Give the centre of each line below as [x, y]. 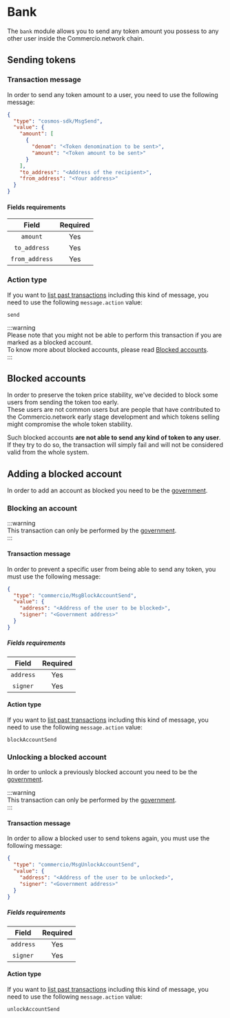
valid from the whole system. [48, 453]
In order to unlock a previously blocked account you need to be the [102, 772]
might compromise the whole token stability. [70, 424]
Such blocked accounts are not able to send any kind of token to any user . [114, 437]
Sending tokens [41, 60]
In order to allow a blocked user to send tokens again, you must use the [108, 838]
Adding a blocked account [65, 474]
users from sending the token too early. [63, 402]
